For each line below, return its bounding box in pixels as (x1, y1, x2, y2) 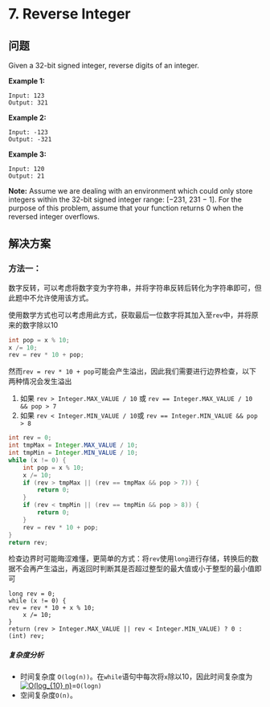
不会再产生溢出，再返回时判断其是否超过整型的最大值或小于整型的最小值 (14, 564, 255, 574)
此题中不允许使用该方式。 (8, 292, 93, 302)
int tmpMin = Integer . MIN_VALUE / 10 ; (8, 449, 138, 457)
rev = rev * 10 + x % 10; (8, 604, 95, 612)
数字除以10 (22, 320, 59, 329)
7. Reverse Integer (8, 5, 131, 23)
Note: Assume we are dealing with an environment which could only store (8, 186, 253, 195)
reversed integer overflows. (8, 212, 100, 221)
